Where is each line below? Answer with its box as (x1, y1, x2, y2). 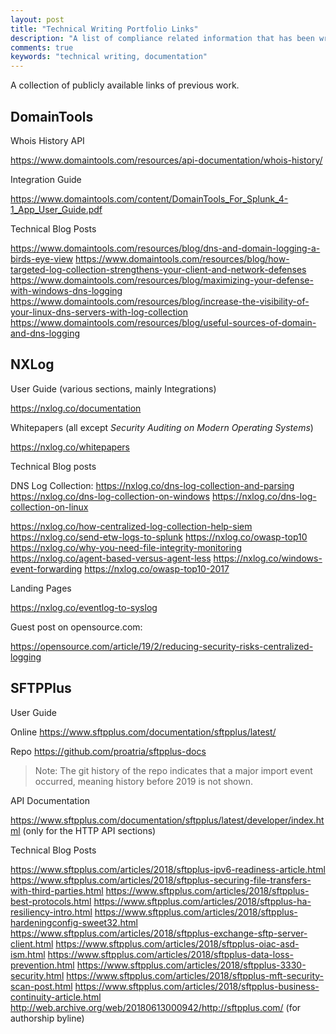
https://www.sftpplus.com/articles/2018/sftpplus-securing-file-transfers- (10, 874, 312, 886)
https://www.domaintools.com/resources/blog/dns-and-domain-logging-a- (10, 242, 321, 254)
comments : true (10, 42, 74, 53)
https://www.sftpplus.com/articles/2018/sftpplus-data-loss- (47, 948, 294, 960)
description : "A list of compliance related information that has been (10, 33, 315, 43)
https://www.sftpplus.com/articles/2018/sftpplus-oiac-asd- (55, 937, 300, 950)
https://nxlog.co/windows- (213, 552, 323, 564)
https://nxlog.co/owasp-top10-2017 (84, 562, 230, 575)
